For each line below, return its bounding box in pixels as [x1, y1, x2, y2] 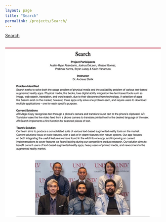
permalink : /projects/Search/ [5, 18, 68, 23]
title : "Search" [5, 13, 39, 18]
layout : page [5, 8, 32, 13]
